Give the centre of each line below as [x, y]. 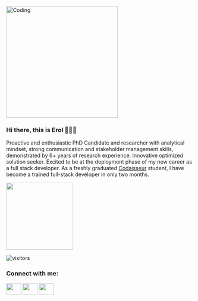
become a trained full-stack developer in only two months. [78, 174]
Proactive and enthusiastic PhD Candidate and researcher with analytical [95, 143]
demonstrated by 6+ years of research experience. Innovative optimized [95, 156]
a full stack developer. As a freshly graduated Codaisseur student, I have [95, 168]
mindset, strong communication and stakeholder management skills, [90, 149]
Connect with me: [32, 274]
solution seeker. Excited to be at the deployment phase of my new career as [99, 162]
